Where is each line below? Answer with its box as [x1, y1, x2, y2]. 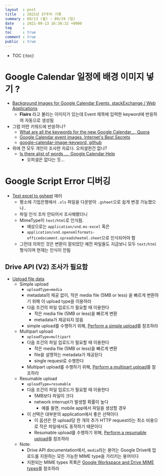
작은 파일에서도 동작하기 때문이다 [39, 423, 103, 429]
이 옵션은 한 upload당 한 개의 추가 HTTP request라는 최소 [34, 418, 145, 423]
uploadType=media [26, 288, 62, 292]
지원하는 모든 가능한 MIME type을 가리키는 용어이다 [40, 453, 139, 459]
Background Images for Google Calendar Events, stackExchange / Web [12, 100, 156, 106]
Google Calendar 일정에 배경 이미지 [5, 71, 144, 82]
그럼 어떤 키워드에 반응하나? [12, 123, 66, 129]
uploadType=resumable [26, 382, 71, 387]
